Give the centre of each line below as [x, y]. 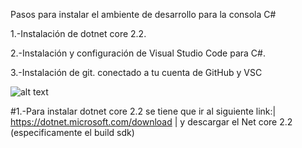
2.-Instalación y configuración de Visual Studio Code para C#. [138, 53]
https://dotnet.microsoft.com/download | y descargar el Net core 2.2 [151, 122]
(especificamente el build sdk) [72, 132]
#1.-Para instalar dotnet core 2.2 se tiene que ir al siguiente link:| [143, 111]
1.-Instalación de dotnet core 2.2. [78, 33]
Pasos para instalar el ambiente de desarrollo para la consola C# [143, 14]
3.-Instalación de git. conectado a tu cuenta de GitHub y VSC [136, 72]
